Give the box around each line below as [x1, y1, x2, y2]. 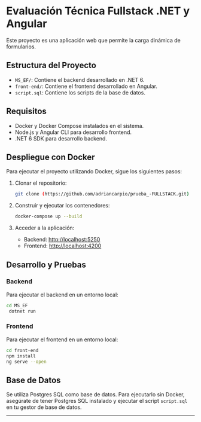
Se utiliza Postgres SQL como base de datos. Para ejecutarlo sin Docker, [6, 391, 185, 398]
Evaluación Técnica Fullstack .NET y [6, 4, 190, 18]
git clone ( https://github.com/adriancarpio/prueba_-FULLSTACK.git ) [14, 191, 190, 197]
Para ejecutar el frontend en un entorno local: [6, 336, 118, 343]
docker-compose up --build [14, 213, 83, 219]
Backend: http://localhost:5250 [23, 236, 100, 243]
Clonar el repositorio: [14, 179, 67, 186]
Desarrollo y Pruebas [6, 259, 87, 270]
